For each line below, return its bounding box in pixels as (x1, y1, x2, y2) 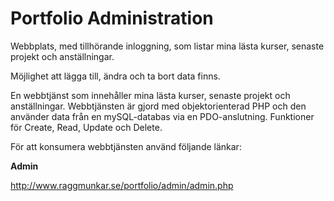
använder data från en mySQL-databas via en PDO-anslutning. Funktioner (10, 110, 315, 122)
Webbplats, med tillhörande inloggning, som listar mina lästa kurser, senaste (10, 40, 325, 52)
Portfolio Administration (10, 7, 214, 30)
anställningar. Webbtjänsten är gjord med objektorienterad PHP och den (10, 100, 307, 112)
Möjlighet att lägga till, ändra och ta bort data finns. (10, 70, 221, 82)
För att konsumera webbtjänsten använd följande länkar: (10, 140, 242, 152)
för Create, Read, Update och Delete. (10, 121, 163, 133)
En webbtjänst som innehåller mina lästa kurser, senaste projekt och (10, 89, 291, 101)
